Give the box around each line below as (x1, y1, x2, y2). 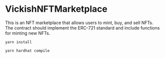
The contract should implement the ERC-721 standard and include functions (5, 25, 160, 30)
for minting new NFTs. (5, 30, 51, 36)
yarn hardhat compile (5, 48, 50, 53)
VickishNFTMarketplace (5, 3, 108, 15)
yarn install (5, 39, 32, 45)
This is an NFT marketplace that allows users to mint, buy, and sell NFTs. (5, 20, 154, 26)
